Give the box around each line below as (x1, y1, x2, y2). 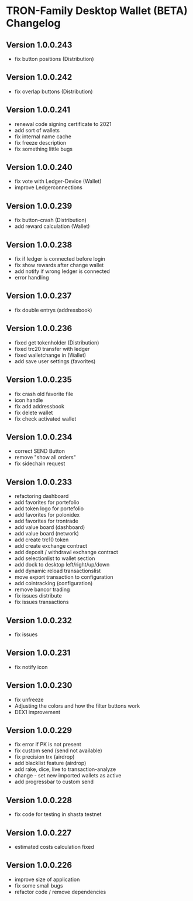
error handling (14, 274, 49, 281)
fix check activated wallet (14, 415, 77, 422)
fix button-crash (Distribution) (14, 217, 87, 224)
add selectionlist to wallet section (14, 555, 95, 562)
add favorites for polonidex (14, 511, 80, 518)
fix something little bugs (14, 145, 73, 152)
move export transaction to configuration (14, 574, 113, 581)
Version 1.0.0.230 (6, 681, 73, 691)
